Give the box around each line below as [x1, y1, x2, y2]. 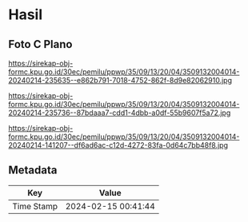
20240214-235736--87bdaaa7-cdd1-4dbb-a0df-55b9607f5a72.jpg [8, 108, 231, 117]
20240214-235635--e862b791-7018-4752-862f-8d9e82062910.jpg [8, 76, 233, 85]
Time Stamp [12, 200, 58, 212]
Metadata [8, 164, 58, 177]
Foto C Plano [8, 38, 73, 51]
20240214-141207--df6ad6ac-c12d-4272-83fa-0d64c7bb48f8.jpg [8, 141, 229, 149]
